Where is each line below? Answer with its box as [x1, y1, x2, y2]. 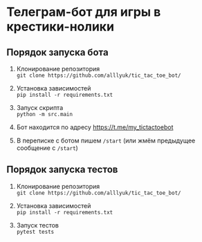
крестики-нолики [6, 19, 115, 35]
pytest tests [16, 228, 55, 235]
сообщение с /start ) [16, 144, 79, 152]
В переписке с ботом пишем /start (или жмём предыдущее [16, 136, 196, 145]
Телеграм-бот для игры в [6, 4, 161, 20]
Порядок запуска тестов [6, 164, 118, 176]
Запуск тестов [16, 221, 59, 229]
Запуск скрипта [16, 104, 64, 111]
